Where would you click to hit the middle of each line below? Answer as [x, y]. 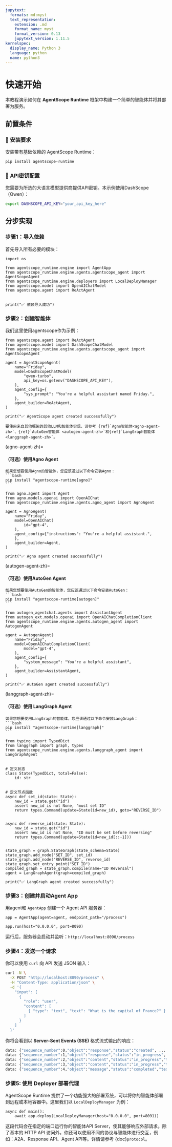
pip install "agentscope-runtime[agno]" [49, 480]
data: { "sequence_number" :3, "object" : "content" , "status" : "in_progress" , [84, 1065]
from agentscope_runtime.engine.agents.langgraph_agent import [74, 750]
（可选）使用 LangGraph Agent [39, 706]
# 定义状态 [15, 769]
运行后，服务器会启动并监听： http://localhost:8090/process [70, 936]
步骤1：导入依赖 [25, 237]
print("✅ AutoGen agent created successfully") [58, 684]
